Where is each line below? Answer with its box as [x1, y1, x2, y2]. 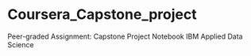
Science [7, 39, 34, 49]
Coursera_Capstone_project [7, 6, 197, 24]
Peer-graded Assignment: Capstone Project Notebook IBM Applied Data [7, 32, 243, 41]
